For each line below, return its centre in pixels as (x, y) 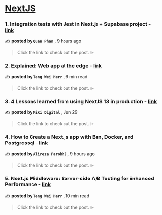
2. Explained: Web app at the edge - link (54, 66)
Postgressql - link (27, 143)
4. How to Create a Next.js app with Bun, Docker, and (69, 137)
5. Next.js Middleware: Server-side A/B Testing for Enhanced (80, 179)
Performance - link (28, 184)
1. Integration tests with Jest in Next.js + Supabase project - (78, 24)
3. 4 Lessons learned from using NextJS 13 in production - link (81, 101)
